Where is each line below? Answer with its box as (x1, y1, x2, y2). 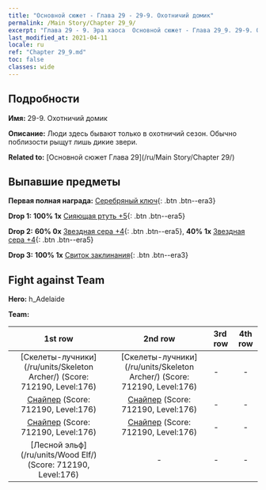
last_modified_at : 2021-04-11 (8, 33, 108, 42)
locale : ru (8, 41, 44, 49)
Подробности (8, 92, 80, 106)
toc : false (8, 56, 44, 64)
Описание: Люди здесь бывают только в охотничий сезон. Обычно (8, 128, 237, 138)
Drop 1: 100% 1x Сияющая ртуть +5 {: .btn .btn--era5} (8, 211, 186, 221)
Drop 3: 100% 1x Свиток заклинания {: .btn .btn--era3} (8, 251, 188, 260)
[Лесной (30, 439, 63, 450)
